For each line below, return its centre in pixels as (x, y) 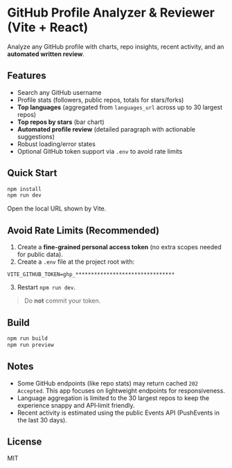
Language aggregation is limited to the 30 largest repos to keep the (113, 398)
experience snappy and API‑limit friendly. (76, 405)
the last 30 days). (42, 420)
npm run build (28, 338)
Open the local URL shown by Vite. (57, 208)
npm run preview (30, 345)
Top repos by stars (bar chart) (61, 122)
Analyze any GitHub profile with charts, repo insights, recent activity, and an (116, 46)
